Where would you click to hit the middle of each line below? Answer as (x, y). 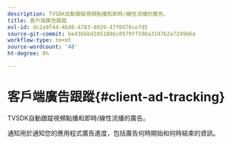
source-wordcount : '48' (43, 47)
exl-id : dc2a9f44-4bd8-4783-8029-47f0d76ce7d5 (78, 27)
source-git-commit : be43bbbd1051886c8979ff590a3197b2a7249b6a (101, 34)
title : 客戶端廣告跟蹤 (37, 21)
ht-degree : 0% (28, 54)
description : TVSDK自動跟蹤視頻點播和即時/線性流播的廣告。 (88, 14)
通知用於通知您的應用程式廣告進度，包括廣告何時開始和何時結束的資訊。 (113, 133)
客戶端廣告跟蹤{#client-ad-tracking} (116, 97)
